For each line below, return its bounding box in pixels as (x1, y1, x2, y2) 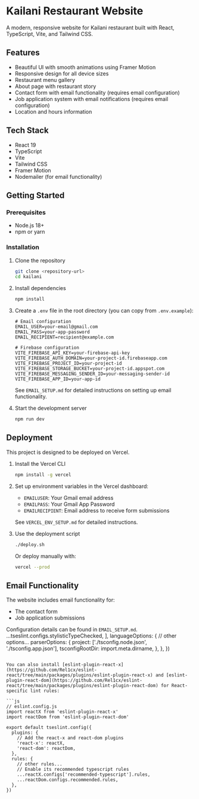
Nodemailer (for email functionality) (14, 173, 102, 180)
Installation (6, 243, 40, 252)
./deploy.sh (14, 541, 45, 548)
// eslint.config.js (6, 704, 58, 710)
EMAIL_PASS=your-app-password (14, 329, 91, 336)
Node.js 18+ (14, 222, 45, 229)
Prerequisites (6, 208, 46, 216)
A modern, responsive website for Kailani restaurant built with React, (6, 24, 175, 31)
